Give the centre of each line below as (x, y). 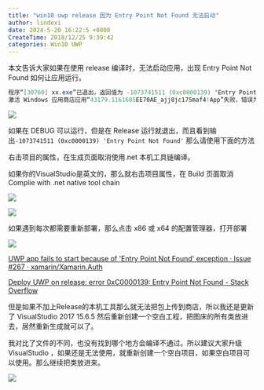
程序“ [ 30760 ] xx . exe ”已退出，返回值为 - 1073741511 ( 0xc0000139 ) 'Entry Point (132, 93)
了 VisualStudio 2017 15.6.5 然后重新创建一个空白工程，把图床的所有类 (121, 316)
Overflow (23, 290)
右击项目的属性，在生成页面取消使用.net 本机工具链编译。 (101, 157)
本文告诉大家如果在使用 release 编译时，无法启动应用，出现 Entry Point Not (130, 68)
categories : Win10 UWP (45, 45)
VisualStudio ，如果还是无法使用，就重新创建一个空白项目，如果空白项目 (126, 352)
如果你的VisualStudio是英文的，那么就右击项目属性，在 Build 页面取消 (121, 173)
